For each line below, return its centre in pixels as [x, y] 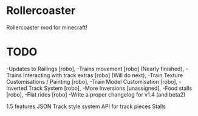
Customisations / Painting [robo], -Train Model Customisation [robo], [92, 81]
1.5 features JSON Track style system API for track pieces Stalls [86, 106]
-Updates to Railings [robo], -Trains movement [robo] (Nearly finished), [95, 69]
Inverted [17, 88]
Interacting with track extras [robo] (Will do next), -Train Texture [103, 75]
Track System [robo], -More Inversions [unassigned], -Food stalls [110, 88]
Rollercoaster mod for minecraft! [47, 27]
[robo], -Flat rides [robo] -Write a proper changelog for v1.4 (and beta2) [96, 94]
